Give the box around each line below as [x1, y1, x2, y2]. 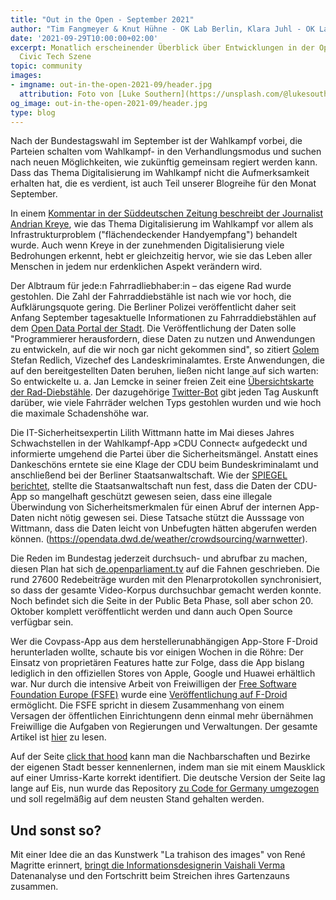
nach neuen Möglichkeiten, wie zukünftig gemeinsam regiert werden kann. [10, 156, 318, 168]
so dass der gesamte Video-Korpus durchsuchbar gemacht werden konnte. [10, 584, 322, 596]
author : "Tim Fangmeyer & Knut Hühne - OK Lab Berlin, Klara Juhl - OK [10, 24, 315, 34]
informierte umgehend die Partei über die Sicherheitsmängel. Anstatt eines [10, 448, 319, 460]
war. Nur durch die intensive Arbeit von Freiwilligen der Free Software [10, 678, 297, 690]
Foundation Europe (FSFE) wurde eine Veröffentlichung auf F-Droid [10, 689, 288, 701]
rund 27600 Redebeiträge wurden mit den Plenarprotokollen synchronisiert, [10, 574, 322, 586]
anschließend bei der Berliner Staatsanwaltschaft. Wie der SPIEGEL [10, 469, 288, 481]
